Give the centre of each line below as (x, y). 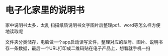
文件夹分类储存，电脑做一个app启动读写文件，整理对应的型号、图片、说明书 (84, 42)
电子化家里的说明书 (45, 10)
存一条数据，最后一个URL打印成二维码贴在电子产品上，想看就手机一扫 (78, 48)
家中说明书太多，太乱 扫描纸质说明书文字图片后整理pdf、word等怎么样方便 (83, 25)
